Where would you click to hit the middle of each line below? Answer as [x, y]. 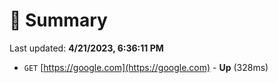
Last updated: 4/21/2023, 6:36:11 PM [86, 48]
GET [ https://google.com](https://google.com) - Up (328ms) [146, 67]
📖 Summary [58, 20]
